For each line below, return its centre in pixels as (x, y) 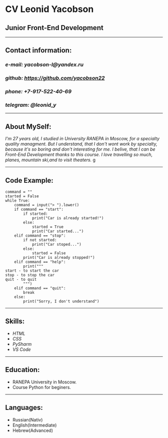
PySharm (22, 344)
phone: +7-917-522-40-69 (38, 92)
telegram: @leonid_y (31, 105)
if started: (36, 214)
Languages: (24, 408)
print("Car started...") (58, 231)
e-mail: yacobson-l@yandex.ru (44, 65)
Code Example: (29, 180)
